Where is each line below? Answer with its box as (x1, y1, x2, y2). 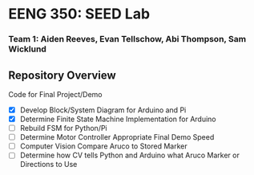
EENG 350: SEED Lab (8, 5, 151, 23)
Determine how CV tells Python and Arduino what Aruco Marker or (19, 150, 240, 161)
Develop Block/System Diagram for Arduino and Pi (19, 105, 187, 115)
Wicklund (8, 43, 46, 55)
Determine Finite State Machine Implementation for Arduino (19, 114, 216, 124)
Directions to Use (19, 160, 78, 169)
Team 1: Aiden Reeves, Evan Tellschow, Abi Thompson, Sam (8, 34, 247, 45)
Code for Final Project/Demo (8, 89, 103, 99)
